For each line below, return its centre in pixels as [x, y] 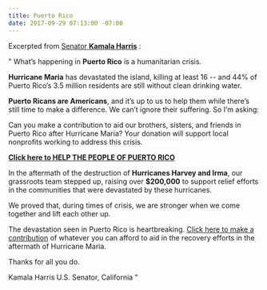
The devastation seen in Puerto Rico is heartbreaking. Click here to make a [131, 229]
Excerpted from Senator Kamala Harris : [75, 46]
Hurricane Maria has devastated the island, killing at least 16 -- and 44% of [133, 77]
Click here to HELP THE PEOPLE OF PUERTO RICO [92, 157]
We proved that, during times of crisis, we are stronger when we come [124, 205]
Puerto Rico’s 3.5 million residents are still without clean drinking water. [125, 85]
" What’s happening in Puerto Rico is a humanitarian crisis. [105, 62]
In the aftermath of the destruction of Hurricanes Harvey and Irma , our [126, 173]
